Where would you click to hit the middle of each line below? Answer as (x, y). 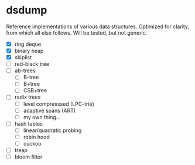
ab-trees (25, 70)
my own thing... (42, 117)
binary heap (29, 51)
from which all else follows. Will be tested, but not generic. (77, 32)
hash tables (28, 123)
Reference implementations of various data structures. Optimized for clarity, (97, 26)
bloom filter (28, 157)
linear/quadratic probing (52, 130)
